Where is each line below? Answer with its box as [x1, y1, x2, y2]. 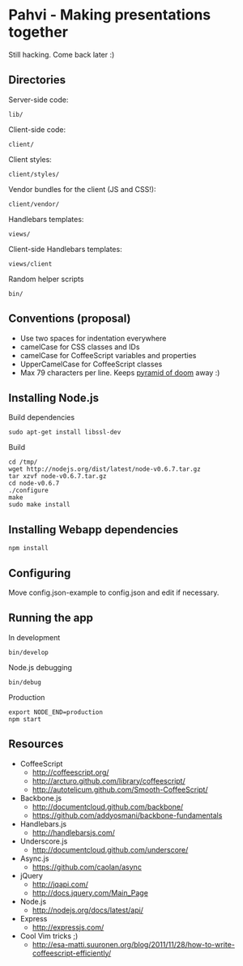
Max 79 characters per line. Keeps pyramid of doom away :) [19, 367, 220, 378]
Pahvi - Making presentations [8, 6, 211, 24]
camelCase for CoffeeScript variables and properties [19, 350, 197, 360]
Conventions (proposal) [8, 312, 131, 326]
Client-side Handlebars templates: [8, 244, 123, 254]
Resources [8, 737, 64, 751]
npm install [8, 545, 49, 553]
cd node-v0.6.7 [8, 480, 60, 488]
